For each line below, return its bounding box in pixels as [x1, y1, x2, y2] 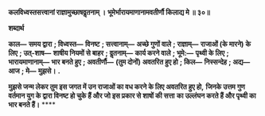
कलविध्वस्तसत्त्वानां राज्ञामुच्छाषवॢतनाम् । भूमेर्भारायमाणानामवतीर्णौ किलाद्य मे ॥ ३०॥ [8, 8, 211, 17]
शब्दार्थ [8, 24, 25, 33]
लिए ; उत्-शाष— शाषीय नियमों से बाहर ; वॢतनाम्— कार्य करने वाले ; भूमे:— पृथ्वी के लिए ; [8, 48, 229, 57]
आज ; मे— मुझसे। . [8, 66, 61, 75]
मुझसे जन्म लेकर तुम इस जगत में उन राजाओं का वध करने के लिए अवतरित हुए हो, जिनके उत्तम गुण [8, 82, 245, 91]
